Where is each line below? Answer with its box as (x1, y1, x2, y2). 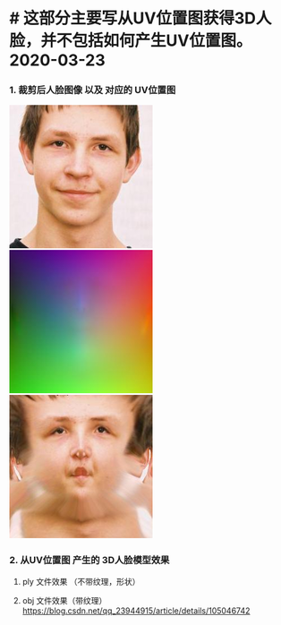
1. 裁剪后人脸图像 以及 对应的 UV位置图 (9, 84, 176, 97)
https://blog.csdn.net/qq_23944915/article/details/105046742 (21, 605, 251, 616)
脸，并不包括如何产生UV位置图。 (9, 30, 252, 51)
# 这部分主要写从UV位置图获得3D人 (9, 8, 272, 29)
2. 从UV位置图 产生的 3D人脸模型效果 (9, 554, 170, 567)
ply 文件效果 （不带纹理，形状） (21, 576, 140, 586)
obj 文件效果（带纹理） (21, 595, 107, 605)
